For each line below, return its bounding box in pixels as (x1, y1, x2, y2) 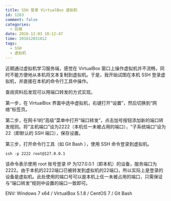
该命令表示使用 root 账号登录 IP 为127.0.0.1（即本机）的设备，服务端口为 (5, 160, 158, 167)
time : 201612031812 (5, 36, 47, 42)
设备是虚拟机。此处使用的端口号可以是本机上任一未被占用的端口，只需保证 (5, 173, 163, 179)
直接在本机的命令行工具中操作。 (23, 78, 91, 84)
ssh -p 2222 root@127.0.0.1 (5, 151, 66, 156)
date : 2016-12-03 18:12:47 (5, 31, 63, 36)
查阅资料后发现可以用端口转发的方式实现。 (5, 89, 96, 95)
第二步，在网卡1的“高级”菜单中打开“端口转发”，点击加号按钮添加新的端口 (5, 117, 159, 123)
